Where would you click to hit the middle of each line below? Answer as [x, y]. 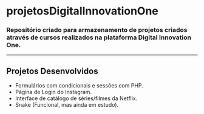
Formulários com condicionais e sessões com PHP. [79, 86]
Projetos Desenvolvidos [52, 71]
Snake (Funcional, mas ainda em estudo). [67, 105]
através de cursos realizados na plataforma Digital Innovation [99, 37]
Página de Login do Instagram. [53, 92]
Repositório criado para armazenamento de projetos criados [97, 30]
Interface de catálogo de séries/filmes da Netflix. [76, 98]
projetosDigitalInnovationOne [83, 11]
